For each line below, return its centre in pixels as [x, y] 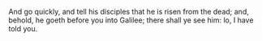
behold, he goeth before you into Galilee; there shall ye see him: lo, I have [131, 20]
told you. [23, 29]
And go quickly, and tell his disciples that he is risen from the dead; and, [129, 12]
